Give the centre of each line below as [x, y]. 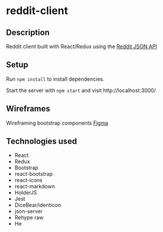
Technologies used [41, 141]
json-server [28, 211]
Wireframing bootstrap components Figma [57, 123]
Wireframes [28, 109]
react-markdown [35, 186]
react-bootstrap [34, 174]
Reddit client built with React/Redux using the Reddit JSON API [82, 46]
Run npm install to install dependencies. [55, 79]
